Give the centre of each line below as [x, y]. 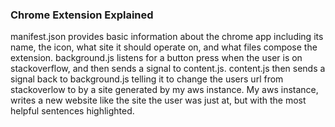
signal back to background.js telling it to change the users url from [147, 79]
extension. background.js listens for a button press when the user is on [156, 58]
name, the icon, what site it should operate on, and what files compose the [164, 47]
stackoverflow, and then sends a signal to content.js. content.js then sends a [168, 69]
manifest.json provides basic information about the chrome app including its [167, 37]
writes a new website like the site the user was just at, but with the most [158, 100]
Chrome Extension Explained [82, 15]
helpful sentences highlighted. [72, 111]
